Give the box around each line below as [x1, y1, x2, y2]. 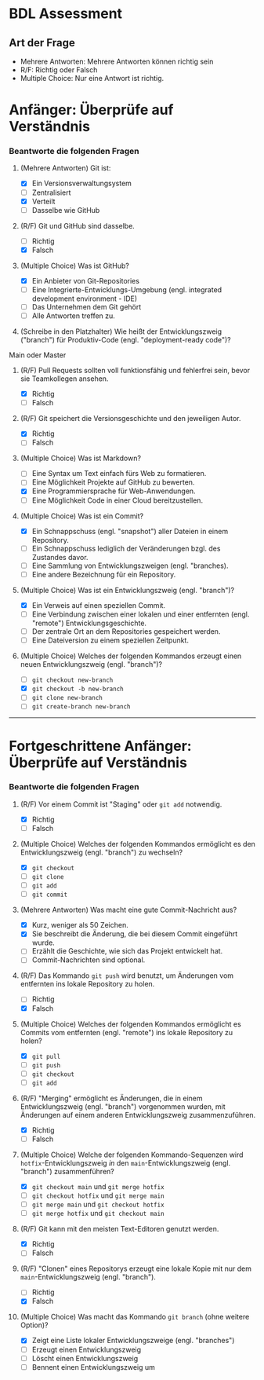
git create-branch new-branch [31, 703, 132, 711]
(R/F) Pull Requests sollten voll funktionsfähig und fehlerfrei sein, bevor [20, 366, 251, 375]
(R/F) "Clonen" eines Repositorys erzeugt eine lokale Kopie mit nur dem [20, 1264, 251, 1273]
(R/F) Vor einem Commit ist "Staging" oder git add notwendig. [20, 799, 222, 809]
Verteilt [31, 196, 56, 206]
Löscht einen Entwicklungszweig [31, 1353, 139, 1363]
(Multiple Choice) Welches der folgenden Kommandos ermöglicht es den [20, 839, 255, 848]
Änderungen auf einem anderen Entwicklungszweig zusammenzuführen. [20, 1110, 256, 1119]
